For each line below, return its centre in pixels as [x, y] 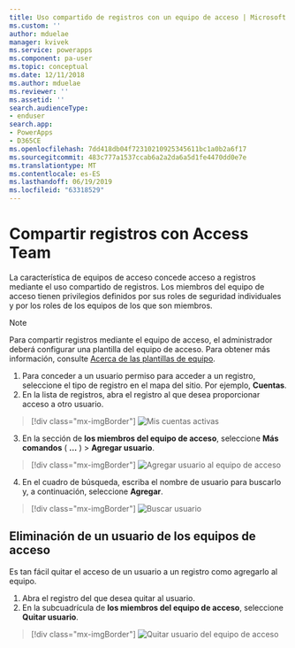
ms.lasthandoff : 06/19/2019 [61, 182]
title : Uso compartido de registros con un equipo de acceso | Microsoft [148, 17]
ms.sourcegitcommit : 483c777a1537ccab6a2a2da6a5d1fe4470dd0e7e [128, 157]
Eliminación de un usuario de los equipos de [132, 536]
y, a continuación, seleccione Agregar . [92, 491]
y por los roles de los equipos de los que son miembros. [111, 305]
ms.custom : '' [35, 26]
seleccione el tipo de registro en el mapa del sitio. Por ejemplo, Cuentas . [154, 385]
